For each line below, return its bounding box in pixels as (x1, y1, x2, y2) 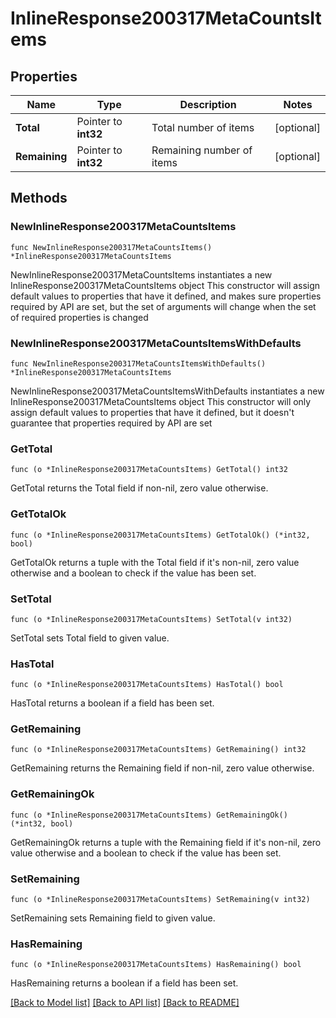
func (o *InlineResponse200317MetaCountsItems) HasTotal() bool (10, 680, 284, 690)
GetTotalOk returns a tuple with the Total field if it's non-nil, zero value (10, 556, 300, 568)
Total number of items (151, 121, 255, 134)
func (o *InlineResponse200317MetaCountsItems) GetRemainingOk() (10, 810, 288, 820)
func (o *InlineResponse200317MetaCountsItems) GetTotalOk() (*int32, (10, 530, 311, 540)
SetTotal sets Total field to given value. (10, 632, 170, 644)
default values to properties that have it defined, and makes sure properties (10, 290, 322, 302)
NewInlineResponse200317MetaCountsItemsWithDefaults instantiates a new (10, 385, 325, 397)
